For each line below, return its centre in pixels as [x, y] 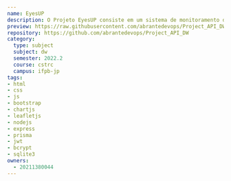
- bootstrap [24, 103]
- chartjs [21, 109]
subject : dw [31, 52]
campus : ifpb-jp [36, 71]
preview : [20, 26]
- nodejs [20, 122]
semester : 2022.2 [38, 58]
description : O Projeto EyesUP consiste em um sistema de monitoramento [113, 20]
